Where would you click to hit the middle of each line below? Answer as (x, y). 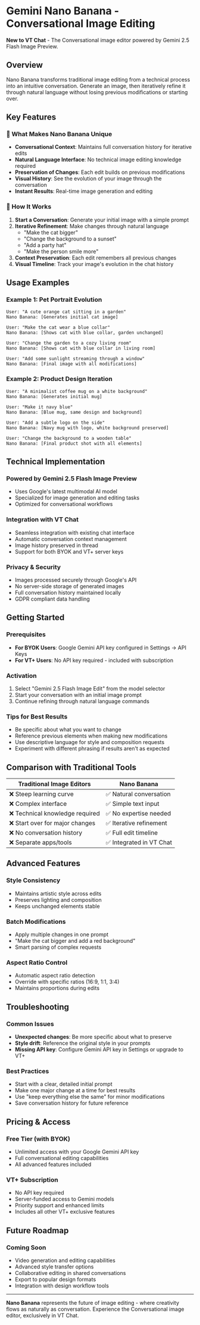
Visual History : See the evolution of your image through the (88, 179)
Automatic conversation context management (71, 539)
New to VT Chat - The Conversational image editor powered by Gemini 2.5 (98, 40)
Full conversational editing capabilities (62, 1158)
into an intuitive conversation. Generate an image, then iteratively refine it (96, 86)
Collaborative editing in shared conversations (70, 1273)
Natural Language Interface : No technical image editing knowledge (98, 160)
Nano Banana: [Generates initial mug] (54, 396)
